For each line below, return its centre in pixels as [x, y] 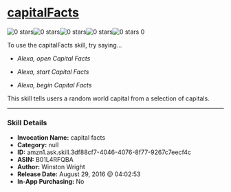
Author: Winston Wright [51, 167]
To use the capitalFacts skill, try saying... [65, 45]
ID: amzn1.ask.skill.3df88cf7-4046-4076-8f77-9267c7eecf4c [104, 152]
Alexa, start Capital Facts [53, 72]
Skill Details [27, 122]
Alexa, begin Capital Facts [54, 85]
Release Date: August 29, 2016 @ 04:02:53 [79, 174]
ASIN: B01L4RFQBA [45, 160]
